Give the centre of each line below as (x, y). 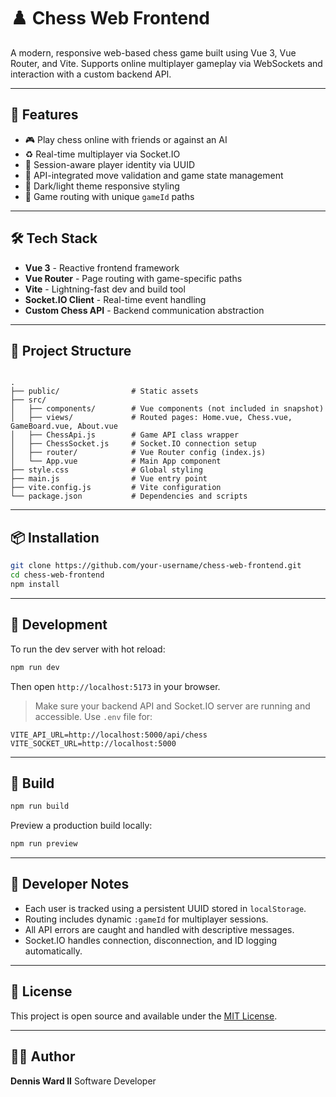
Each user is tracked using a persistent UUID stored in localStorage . (165, 908)
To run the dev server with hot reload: (88, 649)
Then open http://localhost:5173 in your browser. (115, 686)
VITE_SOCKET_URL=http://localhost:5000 (93, 743)
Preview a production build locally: (81, 826)
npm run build (40, 806)
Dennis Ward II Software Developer (83, 1081)
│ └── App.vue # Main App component (116, 461)
